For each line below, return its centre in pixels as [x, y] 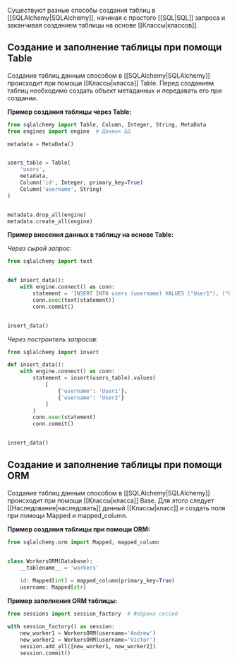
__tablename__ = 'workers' [60, 568]
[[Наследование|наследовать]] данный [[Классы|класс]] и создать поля [116, 507]
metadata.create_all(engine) [50, 221]
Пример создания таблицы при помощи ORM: [79, 529]
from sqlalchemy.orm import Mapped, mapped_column [83, 542]
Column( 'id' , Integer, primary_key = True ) [81, 183]
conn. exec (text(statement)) [74, 300]
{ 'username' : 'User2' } [91, 398]
